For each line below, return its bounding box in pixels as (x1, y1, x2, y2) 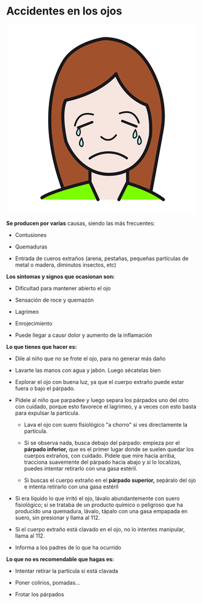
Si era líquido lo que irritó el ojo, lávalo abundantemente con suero (14, 495, 180, 502)
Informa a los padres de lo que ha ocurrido (14, 544, 122, 551)
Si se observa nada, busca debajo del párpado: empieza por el (24, 439, 180, 446)
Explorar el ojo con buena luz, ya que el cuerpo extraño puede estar (14, 378, 185, 385)
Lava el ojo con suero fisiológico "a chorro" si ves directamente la (24, 421, 188, 428)
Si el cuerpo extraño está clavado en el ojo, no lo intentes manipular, (14, 525, 185, 533)
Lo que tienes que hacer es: (6, 343, 77, 350)
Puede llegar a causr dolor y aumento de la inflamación (14, 331, 153, 339)
